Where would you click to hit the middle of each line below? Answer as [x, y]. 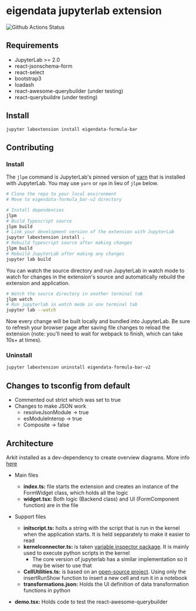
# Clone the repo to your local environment [61, 194]
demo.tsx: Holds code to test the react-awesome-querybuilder [91, 602]
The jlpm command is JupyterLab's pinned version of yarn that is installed [96, 177]
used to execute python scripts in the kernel [77, 553]
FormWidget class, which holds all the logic [76, 492]
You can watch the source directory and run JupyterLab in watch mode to [95, 270]
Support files [30, 516]
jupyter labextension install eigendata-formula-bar [72, 129]
